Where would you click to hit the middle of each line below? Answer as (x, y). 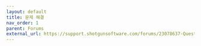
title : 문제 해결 (25, 17)
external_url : (24, 34)
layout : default (26, 12)
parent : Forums (25, 28)
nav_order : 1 (22, 23)
